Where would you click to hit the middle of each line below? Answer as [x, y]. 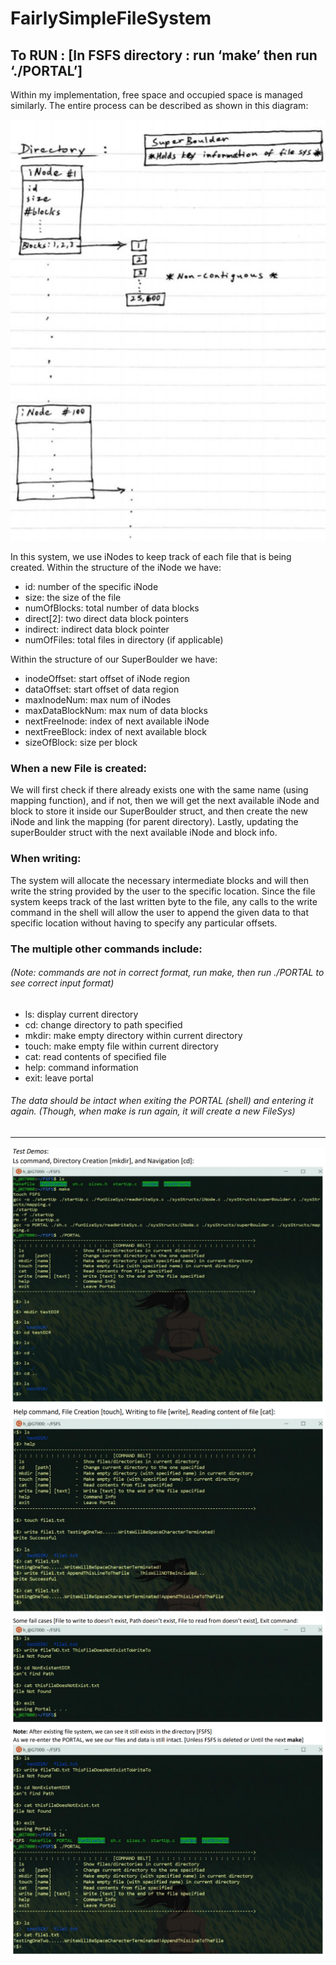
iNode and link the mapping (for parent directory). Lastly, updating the [154, 822]
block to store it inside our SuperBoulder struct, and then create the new [159, 811]
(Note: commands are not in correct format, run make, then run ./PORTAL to [167, 973]
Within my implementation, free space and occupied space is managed [156, 95]
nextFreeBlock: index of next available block [116, 732]
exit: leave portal [59, 1078]
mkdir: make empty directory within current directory [133, 1035]
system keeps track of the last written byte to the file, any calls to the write [164, 901]
